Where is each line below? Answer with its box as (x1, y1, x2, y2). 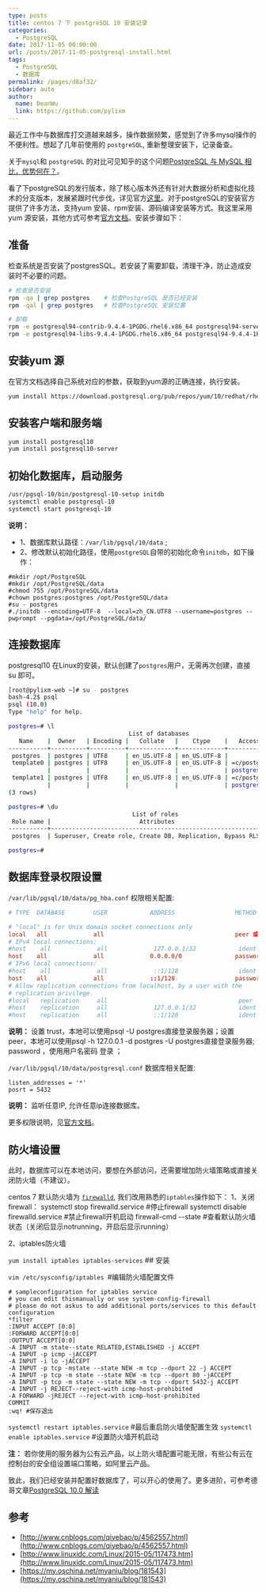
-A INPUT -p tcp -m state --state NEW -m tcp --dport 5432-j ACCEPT (8, 1378, 239, 1385)
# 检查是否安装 (8, 286, 51, 294)
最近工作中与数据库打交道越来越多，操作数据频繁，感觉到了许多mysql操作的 (8, 130, 257, 139)
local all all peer (8, 931, 249, 938)
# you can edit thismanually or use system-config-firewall (8, 1294, 211, 1302)
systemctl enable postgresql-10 (8, 498, 115, 506)
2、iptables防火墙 (8, 1238, 66, 1248)
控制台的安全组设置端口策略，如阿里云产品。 (8, 1458, 154, 1468)
